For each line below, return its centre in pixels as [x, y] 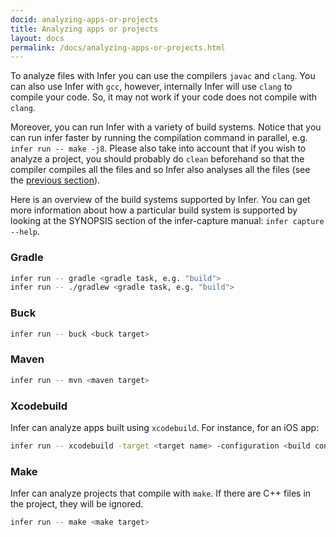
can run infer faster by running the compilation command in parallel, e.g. [159, 138]
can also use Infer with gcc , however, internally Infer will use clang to [151, 87]
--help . [25, 232]
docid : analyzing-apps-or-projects [84, 19]
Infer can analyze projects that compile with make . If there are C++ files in [161, 493]
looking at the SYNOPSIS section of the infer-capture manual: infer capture [167, 221]
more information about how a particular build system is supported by [154, 210]
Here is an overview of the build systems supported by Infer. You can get [160, 200]
